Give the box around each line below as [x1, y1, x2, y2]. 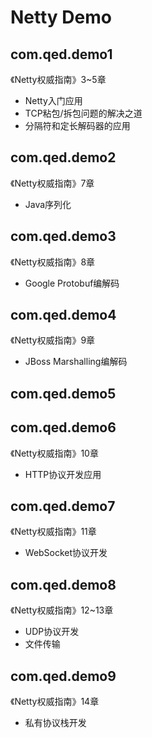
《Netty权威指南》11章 [10, 526, 97, 538]
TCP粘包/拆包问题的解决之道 [24, 107, 143, 119]
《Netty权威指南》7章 [10, 177, 95, 189]
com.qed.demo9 [10, 667, 117, 685]
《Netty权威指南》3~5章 [10, 74, 107, 85]
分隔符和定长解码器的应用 [24, 120, 131, 131]
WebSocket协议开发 [24, 547, 108, 559]
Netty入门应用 [24, 95, 83, 106]
